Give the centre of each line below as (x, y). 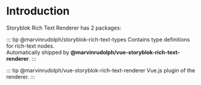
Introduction (38, 11)
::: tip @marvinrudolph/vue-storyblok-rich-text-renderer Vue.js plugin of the (101, 70)
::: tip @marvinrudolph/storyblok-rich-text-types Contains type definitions (98, 39)
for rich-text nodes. (30, 46)
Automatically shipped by (38, 52)
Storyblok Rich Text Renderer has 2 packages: (64, 28)
